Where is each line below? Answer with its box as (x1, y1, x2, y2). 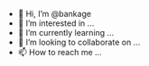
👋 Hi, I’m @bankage (17, 9, 92, 19)
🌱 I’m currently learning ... (17, 28, 115, 37)
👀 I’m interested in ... (17, 18, 95, 29)
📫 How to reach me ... (17, 47, 102, 57)
